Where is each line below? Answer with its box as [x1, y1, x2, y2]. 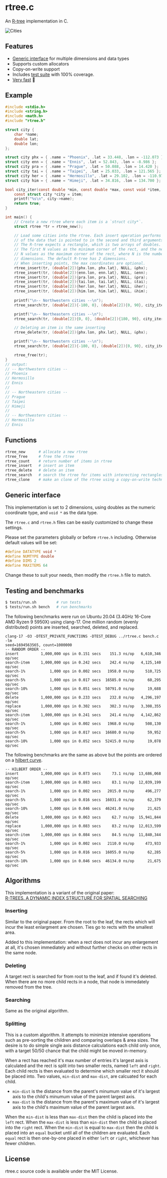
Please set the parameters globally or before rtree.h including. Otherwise [5, 534, 157, 540]
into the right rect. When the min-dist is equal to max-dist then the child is [5, 1124, 159, 1130]
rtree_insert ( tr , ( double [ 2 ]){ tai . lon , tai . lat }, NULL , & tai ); [14, 279, 148, 285]
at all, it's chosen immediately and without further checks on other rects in [5, 944, 158, 950]
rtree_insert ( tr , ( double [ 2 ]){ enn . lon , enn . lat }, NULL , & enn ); [14, 270, 148, 275]
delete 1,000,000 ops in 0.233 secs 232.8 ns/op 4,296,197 [5, 695, 162, 700]
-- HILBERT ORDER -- [5, 767, 48, 772]
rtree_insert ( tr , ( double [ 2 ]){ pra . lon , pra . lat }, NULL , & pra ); [14, 275, 148, 280]
